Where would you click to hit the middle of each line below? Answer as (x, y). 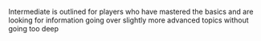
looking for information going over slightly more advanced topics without (128, 20)
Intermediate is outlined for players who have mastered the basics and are (131, 12)
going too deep (33, 29)
